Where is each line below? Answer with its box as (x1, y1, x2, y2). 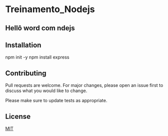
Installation (5, 40, 41, 49)
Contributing (5, 69, 47, 77)
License (5, 112, 31, 121)
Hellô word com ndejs (5, 24, 75, 32)
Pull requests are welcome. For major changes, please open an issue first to (5, 82, 163, 88)
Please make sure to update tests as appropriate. (5, 98, 108, 104)
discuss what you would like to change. (5, 87, 88, 94)
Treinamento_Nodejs (5, 4, 95, 15)
